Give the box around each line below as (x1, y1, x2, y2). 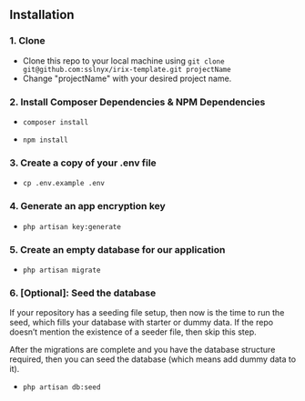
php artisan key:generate (22, 222, 121, 231)
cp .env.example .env (22, 179, 105, 188)
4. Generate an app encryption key (9, 200, 166, 213)
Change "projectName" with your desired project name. (22, 73, 232, 84)
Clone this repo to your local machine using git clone (22, 55, 225, 66)
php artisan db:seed (22, 383, 101, 392)
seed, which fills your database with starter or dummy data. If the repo (9, 317, 274, 328)
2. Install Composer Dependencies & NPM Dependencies (9, 95, 266, 108)
